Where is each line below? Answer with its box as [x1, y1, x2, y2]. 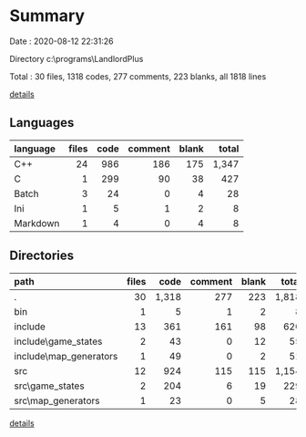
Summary [9, 5, 85, 26]
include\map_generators [14, 349, 118, 362]
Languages [9, 115, 75, 130]
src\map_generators [14, 394, 100, 407]
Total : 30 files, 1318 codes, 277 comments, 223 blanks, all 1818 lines [9, 70, 267, 82]
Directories [9, 248, 75, 264]
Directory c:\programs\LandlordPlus [9, 53, 144, 64]
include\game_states [14, 335, 103, 348]
